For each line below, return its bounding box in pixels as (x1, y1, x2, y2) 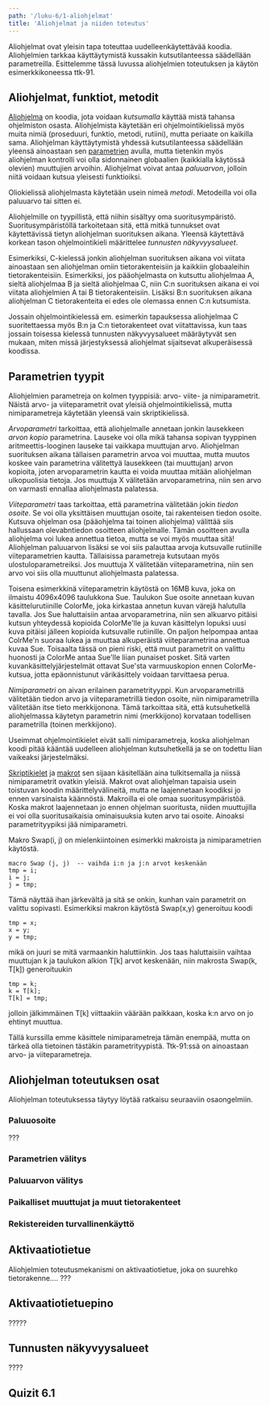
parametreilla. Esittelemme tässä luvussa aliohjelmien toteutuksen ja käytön (8, 58, 259, 69)
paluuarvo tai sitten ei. (8, 196, 82, 206)
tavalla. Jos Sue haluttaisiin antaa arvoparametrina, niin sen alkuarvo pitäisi (8, 610, 258, 619)
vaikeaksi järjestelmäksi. (8, 753, 89, 762)
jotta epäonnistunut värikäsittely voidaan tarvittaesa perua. (34, 669, 230, 679)
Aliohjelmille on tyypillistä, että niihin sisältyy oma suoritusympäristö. (8, 212, 236, 222)
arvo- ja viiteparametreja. (8, 1050, 93, 1060)
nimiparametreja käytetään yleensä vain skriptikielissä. (8, 409, 189, 418)
